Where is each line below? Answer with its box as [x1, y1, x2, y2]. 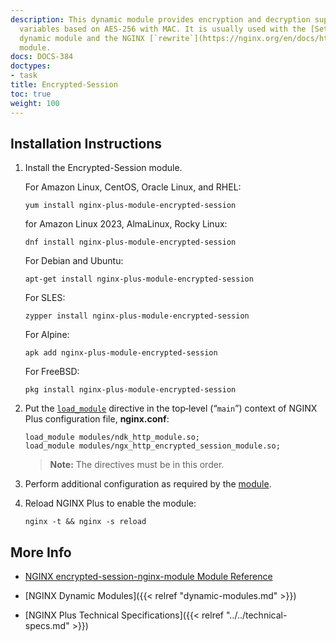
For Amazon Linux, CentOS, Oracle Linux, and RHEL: [24, 181, 242, 193]
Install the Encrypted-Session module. [24, 162, 183, 174]
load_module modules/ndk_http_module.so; [24, 432, 200, 443]
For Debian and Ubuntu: [24, 255, 124, 267]
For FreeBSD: [24, 366, 80, 378]
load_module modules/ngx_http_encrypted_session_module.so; [24, 441, 281, 451]
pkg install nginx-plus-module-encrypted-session [24, 385, 237, 395]
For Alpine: [24, 329, 70, 341]
